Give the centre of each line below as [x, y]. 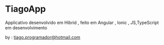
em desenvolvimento [26, 27]
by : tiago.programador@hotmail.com [43, 37]
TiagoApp [25, 9]
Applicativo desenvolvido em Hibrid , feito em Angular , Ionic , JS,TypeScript [82, 22]
